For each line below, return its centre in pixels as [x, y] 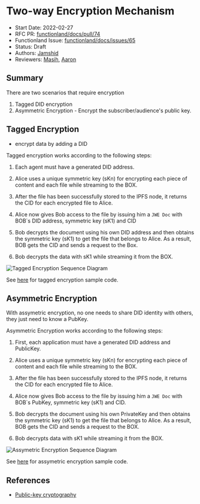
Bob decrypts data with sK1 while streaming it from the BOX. [89, 438]
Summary [25, 78]
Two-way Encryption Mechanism [90, 11]
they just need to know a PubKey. [47, 319]
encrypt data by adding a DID [51, 143]
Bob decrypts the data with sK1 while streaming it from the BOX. [94, 256]
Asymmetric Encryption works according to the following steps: [84, 331]
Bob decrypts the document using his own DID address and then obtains [104, 232]
